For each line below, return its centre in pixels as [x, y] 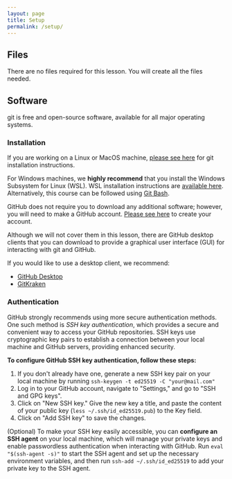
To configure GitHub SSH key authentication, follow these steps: [102, 360]
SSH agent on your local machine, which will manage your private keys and [115, 439]
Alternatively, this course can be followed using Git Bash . [88, 193]
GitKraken [32, 284]
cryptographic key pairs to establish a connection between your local [106, 339]
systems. [20, 125]
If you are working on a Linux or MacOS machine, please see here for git [110, 158]
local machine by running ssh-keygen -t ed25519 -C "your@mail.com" [116, 381]
